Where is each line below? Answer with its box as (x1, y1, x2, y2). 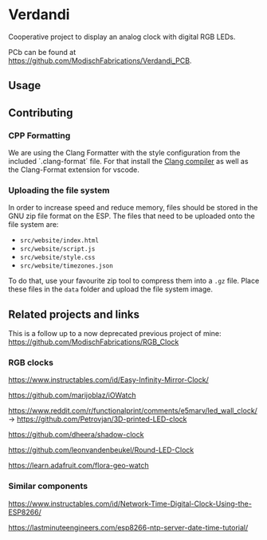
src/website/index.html (19, 237, 100, 245)
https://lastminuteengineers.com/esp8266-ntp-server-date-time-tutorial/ (8, 522, 249, 532)
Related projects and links (8, 307, 139, 321)
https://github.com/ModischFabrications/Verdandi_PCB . (8, 56, 192, 65)
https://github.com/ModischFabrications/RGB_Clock (8, 337, 179, 347)
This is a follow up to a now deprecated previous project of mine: (8, 329, 222, 338)
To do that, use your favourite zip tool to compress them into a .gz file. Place (8, 276, 260, 286)
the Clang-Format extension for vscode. (8, 165, 139, 174)
